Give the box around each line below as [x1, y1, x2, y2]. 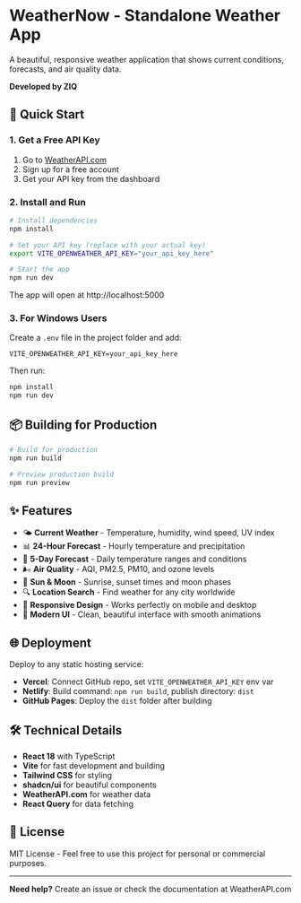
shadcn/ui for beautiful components [21, 779, 157, 790]
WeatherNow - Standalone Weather [9, 5, 280, 26]
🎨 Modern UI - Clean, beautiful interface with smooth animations [21, 609, 262, 620]
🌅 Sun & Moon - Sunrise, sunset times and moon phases [21, 577, 231, 587]
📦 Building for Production [9, 417, 158, 432]
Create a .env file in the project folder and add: [9, 333, 182, 343]
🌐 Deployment [9, 635, 91, 650]
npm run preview [9, 478, 70, 487]
